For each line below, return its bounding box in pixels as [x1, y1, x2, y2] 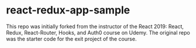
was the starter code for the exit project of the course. [6, 35, 137, 42]
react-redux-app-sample [6, 4, 130, 17]
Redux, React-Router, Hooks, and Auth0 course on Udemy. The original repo [6, 29, 190, 36]
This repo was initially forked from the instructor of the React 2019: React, [6, 23, 184, 30]
